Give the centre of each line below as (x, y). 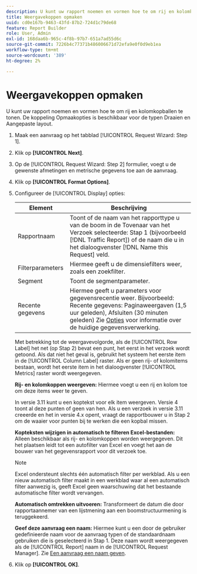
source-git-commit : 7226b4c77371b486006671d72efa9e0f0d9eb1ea (84, 45)
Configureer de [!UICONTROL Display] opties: (70, 193)
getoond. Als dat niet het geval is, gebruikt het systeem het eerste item (100, 354)
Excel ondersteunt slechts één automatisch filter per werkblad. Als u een (102, 474)
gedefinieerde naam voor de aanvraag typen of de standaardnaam (95, 535)
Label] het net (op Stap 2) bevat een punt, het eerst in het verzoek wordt (102, 349)
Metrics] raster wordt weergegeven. (58, 373)
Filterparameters (40, 268)
